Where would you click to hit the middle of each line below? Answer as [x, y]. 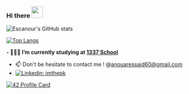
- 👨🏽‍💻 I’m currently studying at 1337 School [62, 52]
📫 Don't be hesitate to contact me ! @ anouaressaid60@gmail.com [99, 64]
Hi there [18, 15]
